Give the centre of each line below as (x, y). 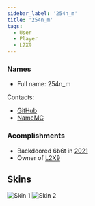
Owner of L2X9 (38, 157)
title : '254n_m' (30, 20)
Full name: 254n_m (44, 84)
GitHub (27, 111)
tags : (15, 26)
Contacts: (21, 97)
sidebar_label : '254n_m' (42, 13)
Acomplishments (36, 136)
